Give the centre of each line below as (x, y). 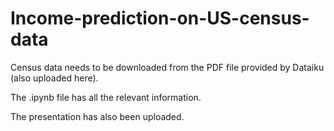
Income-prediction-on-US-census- (160, 18)
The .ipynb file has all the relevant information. (106, 97)
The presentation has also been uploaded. (97, 116)
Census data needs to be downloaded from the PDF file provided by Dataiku (167, 67)
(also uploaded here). (54, 78)
